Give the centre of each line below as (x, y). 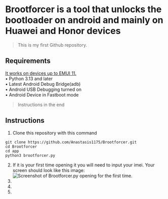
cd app (12, 151)
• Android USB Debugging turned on (44, 89)
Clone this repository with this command (55, 132)
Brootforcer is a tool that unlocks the (83, 9)
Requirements (28, 61)
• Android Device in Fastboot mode (42, 94)
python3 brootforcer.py (30, 155)
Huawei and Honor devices (63, 31)
